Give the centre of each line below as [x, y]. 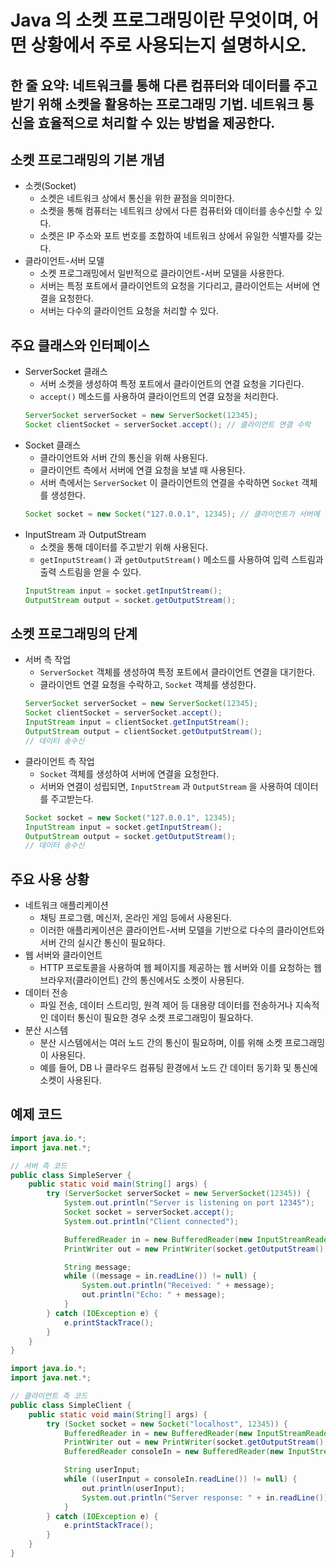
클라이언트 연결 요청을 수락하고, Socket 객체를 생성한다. [148, 685]
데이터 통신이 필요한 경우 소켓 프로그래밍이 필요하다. [152, 1018]
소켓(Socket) [50, 186]
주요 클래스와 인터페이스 [80, 345]
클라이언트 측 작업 [59, 761]
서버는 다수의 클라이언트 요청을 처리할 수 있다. [129, 311]
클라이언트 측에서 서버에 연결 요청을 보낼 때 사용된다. [142, 470]
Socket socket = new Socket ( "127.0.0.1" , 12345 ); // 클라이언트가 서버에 [172, 514]
